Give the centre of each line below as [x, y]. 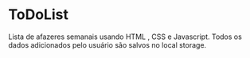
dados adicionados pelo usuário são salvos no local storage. [107, 44]
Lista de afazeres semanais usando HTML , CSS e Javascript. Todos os [125, 37]
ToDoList [39, 15]
